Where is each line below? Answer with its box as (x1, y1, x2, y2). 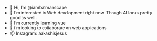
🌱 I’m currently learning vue (9, 20, 66, 26)
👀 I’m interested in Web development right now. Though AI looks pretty (9, 10, 153, 15)
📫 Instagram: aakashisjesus (9, 30, 67, 36)
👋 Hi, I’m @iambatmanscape (9, 5, 67, 10)
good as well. (9, 15, 37, 20)
